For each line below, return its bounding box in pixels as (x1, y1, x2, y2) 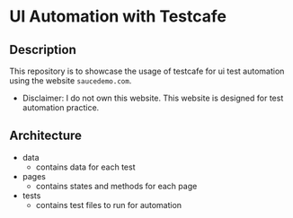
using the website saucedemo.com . (9, 75, 132, 86)
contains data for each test (35, 161, 136, 172)
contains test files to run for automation (35, 199, 182, 210)
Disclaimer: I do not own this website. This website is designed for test (22, 92, 284, 103)
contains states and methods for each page (35, 180, 198, 191)
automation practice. (22, 102, 100, 113)
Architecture (9, 128, 83, 144)
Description (9, 42, 76, 57)
